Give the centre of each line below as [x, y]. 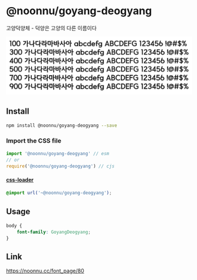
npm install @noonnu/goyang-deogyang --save [62, 125]
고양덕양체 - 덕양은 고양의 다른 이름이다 [52, 28]
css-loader [20, 179]
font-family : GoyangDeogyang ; [54, 232]
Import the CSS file [34, 141]
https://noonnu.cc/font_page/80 [45, 271]
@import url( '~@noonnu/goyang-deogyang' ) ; [59, 193]
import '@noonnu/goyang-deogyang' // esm [58, 154]
